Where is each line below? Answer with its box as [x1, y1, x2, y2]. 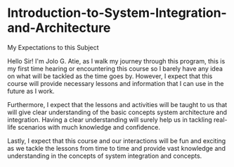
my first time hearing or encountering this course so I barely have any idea [7, 64, 223, 73]
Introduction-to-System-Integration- [7, 5, 227, 21]
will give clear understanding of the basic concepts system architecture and [7, 108, 227, 116]
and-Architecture [7, 20, 111, 36]
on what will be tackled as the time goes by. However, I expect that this [7, 72, 213, 80]
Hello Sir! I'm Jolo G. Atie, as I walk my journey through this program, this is [7, 56, 226, 65]
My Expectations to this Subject [7, 43, 100, 51]
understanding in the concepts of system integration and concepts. [7, 151, 202, 160]
